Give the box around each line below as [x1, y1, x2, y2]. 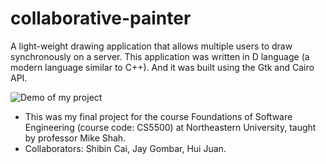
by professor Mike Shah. [24, 132, 127, 144]
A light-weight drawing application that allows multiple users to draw [10, 40, 293, 52]
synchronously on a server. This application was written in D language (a [10, 50, 310, 62]
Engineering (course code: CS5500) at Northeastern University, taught [24, 121, 317, 133]
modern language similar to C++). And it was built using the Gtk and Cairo [10, 61, 315, 73]
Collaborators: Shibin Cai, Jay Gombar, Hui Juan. [24, 142, 227, 154]
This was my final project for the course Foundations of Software [24, 110, 293, 122]
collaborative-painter [10, 7, 192, 30]
